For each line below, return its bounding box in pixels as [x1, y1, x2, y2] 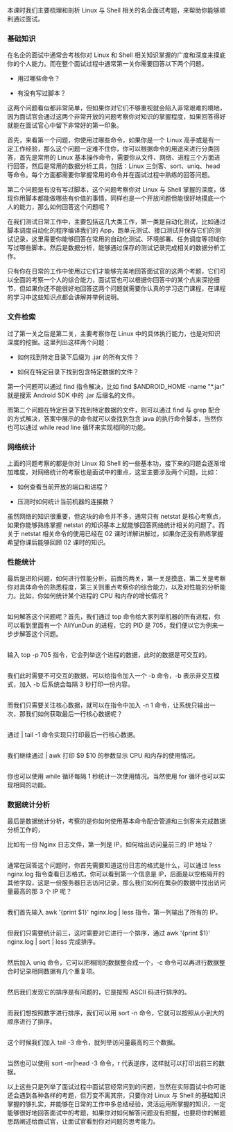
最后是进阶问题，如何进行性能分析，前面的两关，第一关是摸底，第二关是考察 [7, 574, 226, 583]
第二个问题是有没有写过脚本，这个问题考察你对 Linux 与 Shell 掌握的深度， [7, 185, 220, 194]
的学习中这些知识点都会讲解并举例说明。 [7, 293, 123, 301]
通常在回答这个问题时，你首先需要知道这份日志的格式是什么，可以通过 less [7, 861, 221, 869]
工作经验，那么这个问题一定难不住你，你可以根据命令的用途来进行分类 [12, 144, 214, 153]
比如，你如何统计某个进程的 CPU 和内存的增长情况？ [19, 592, 170, 600]
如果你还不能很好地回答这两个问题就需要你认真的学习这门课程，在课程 [25, 284, 226, 293]
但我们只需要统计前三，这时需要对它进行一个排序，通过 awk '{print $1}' [7, 929, 211, 938]
